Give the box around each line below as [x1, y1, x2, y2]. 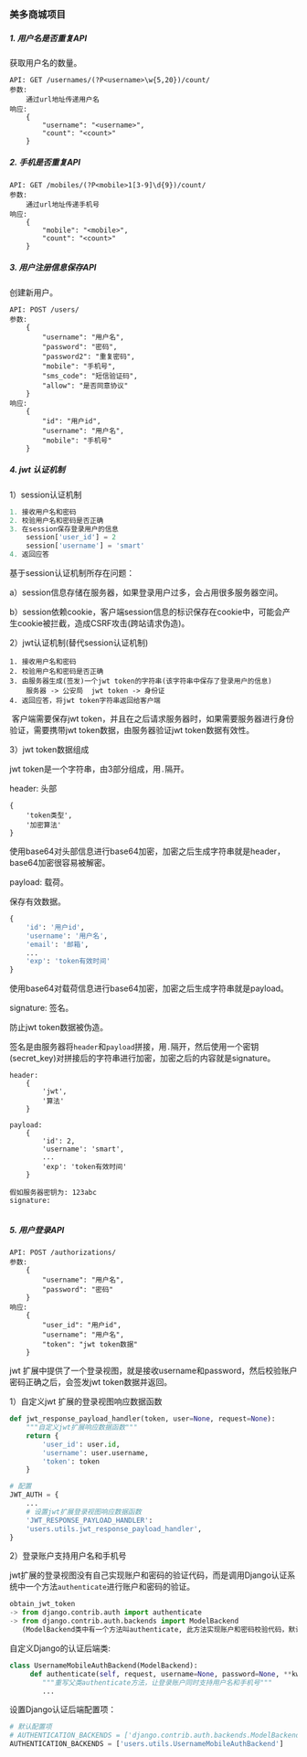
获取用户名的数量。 [9, 57, 82, 68]
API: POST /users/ [9, 304, 79, 314]
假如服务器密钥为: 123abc [9, 1188, 98, 1198]
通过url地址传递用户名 [26, 94, 101, 104]
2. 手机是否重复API [9, 157, 80, 168]
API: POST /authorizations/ [9, 1248, 117, 1258]
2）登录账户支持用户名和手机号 [9, 1550, 127, 1561]
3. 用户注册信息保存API [9, 262, 97, 273]
